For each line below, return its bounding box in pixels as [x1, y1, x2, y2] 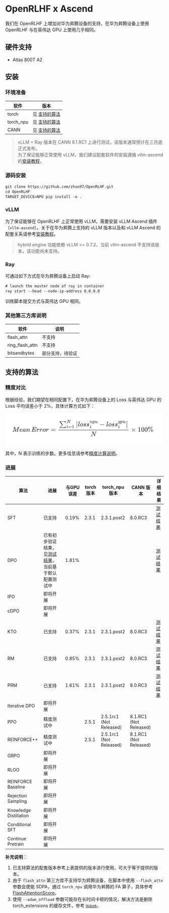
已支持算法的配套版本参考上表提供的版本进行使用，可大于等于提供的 [12, 865, 154, 871]
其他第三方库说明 [5, 312, 47, 319]
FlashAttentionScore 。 [12, 890, 59, 896]
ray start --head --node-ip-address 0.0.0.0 [5, 289, 100, 294]
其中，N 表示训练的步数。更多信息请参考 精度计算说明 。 [5, 450, 120, 456]
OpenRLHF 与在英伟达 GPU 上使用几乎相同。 [5, 26, 98, 33]
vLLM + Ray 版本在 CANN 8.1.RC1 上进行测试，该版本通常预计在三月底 [17, 139, 163, 145]
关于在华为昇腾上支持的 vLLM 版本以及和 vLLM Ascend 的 [41, 224, 161, 230]
